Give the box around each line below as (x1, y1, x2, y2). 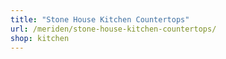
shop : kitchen (10, 33, 70, 43)
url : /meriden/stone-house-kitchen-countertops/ (10, 24, 217, 34)
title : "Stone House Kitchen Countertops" (10, 14, 190, 25)
